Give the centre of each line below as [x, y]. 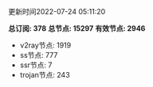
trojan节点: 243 [45, 75]
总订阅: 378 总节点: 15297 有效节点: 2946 [77, 28]
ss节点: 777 [39, 55]
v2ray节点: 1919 [45, 45]
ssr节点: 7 [36, 65]
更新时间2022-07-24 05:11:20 [57, 11]
